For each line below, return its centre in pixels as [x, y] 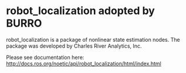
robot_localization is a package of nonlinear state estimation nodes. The [93, 39]
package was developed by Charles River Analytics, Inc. [74, 46]
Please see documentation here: [45, 57]
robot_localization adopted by [81, 11]
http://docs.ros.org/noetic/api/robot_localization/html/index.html [84, 64]
